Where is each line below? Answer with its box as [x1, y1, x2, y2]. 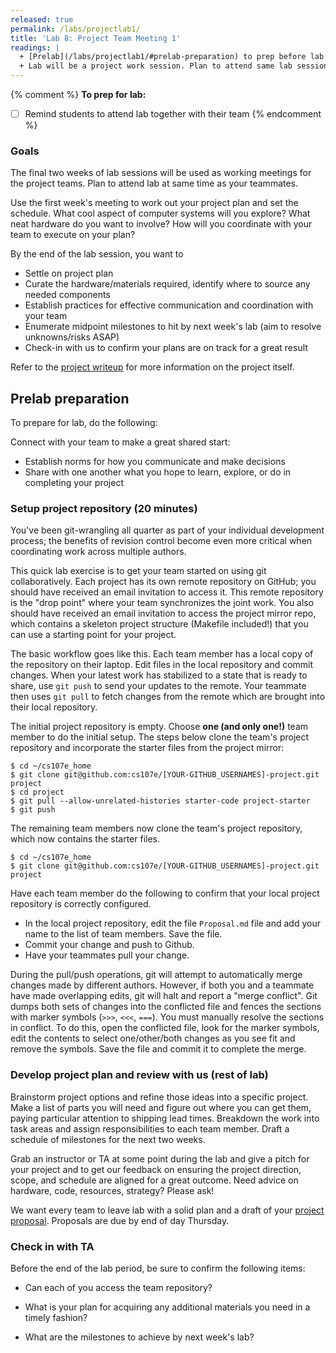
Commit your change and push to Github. [24, 939, 195, 951]
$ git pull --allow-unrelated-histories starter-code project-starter [10, 796, 311, 806]
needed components [24, 289, 111, 301]
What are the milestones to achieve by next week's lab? [24, 1331, 255, 1343]
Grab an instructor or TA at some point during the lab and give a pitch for [10, 1152, 310, 1165]
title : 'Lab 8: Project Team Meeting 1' [10, 33, 182, 43]
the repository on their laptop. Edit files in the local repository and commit [10, 659, 314, 671]
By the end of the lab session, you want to [10, 248, 184, 260]
